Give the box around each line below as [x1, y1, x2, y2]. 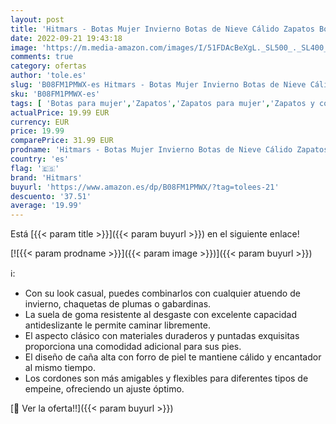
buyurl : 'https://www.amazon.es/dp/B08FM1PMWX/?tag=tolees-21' [10, 182, 280, 192]
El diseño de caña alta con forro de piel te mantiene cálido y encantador [24, 351, 322, 363]
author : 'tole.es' [10, 71, 87, 81]
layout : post [10, 14, 65, 25]
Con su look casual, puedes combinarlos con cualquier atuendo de [24, 287, 301, 300]
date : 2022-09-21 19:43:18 [10, 33, 123, 43]
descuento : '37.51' [10, 191, 92, 201]
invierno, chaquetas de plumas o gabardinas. [24, 298, 212, 310]
